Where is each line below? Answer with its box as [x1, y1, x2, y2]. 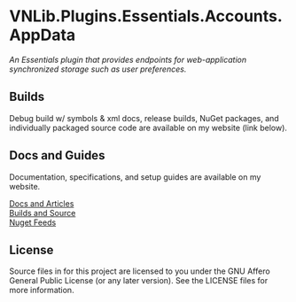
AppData [9, 25, 76, 45]
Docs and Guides [9, 148, 105, 163]
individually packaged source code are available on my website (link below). [9, 122, 288, 133]
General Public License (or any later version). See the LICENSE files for [9, 275, 269, 286]
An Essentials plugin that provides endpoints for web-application [9, 54, 247, 65]
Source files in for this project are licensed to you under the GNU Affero [9, 266, 270, 276]
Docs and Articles [9, 197, 74, 209]
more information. [9, 285, 74, 296]
